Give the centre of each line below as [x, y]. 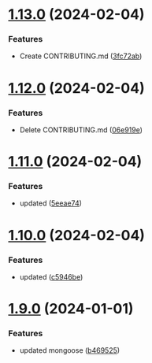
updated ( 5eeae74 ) [51, 203]
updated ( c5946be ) [51, 276]
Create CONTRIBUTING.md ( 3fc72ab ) [81, 56]
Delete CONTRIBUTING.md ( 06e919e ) [81, 130]
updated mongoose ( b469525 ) [70, 350]
